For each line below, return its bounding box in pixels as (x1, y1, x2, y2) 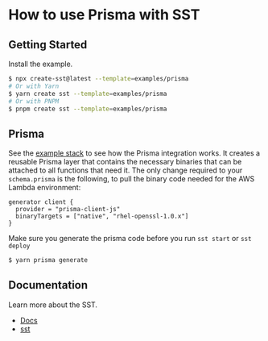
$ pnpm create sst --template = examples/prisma (8, 105, 167, 113)
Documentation (8, 278, 89, 292)
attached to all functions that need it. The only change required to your (8, 165, 243, 175)
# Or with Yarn (8, 82, 60, 90)
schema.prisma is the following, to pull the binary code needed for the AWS (8, 174, 255, 184)
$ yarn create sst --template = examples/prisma (8, 89, 167, 98)
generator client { (8, 198, 74, 206)
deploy (8, 242, 31, 251)
